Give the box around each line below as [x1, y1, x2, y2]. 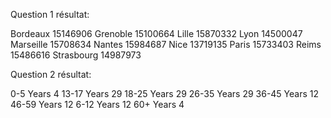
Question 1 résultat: [10, 9, 90, 20]
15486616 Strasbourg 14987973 [10, 49, 142, 61]
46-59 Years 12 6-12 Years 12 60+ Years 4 [10, 99, 185, 110]
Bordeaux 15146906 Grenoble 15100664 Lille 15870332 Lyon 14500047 [10, 28, 303, 39]
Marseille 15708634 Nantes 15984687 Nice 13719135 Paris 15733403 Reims [10, 39, 322, 50]
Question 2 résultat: [10, 69, 92, 80]
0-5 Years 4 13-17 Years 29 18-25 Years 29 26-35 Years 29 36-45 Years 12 [10, 88, 320, 99]
